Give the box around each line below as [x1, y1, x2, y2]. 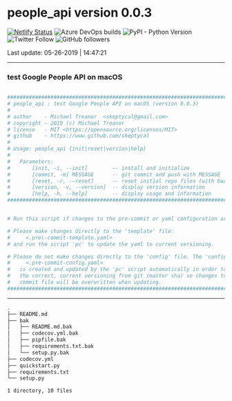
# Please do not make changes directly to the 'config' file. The [7, 253, 202, 260]
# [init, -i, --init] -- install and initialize [7, 165, 190, 171]
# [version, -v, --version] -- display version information [7, 184, 206, 191]
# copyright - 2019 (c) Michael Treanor [7, 120, 126, 127]
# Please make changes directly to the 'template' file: [7, 227, 175, 234]
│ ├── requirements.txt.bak [7, 343, 95, 350]
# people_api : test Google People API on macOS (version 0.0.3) [7, 100, 199, 108]
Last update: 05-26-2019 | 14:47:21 [7, 48, 107, 57]
